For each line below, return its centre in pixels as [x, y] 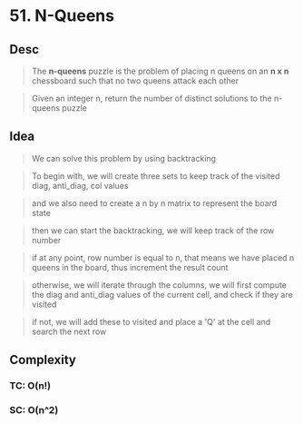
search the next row [69, 331]
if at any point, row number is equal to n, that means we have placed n [163, 257]
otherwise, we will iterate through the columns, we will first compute [159, 285]
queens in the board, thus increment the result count [130, 267]
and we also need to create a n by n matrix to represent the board [154, 203]
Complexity [43, 360]
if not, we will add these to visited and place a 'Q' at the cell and [151, 321]
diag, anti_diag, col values [80, 185]
